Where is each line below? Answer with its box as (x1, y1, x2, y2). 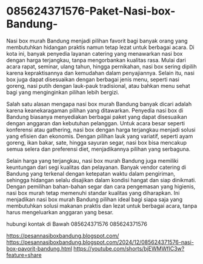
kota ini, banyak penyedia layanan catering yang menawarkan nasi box (6, 50, 183, 57)
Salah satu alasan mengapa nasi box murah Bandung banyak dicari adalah (6, 100, 192, 107)
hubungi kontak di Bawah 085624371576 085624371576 (6, 220, 147, 228)
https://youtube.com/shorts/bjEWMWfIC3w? (73, 245, 185, 252)
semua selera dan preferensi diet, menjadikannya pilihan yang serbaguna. (6, 145, 191, 153)
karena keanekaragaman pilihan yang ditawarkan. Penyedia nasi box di (6, 107, 184, 114)
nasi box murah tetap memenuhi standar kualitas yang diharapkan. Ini (6, 189, 180, 196)
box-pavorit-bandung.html (6, 245, 73, 252)
